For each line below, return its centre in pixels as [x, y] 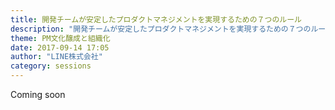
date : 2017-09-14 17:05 [60, 47]
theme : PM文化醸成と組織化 [60, 38]
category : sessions [51, 66]
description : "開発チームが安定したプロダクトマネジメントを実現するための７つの [161, 29]
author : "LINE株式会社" [56, 57]
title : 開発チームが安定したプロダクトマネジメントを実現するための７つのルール [156, 19]
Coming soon [38, 94]
